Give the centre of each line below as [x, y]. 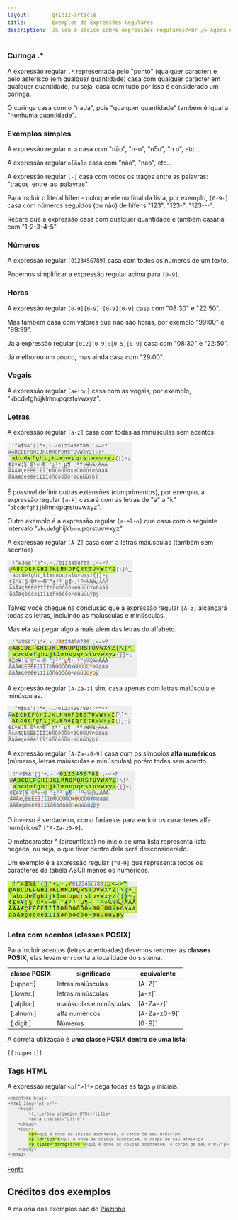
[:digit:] [21, 1023]
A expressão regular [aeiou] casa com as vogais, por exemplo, [99, 391]
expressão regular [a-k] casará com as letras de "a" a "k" [92, 500]
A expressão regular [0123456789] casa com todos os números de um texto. [118, 261]
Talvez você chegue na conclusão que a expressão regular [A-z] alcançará [117, 608]
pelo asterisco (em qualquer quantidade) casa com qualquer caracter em [114, 79]
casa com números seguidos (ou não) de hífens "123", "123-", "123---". [111, 205]
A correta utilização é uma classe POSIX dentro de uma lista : [97, 1039]
